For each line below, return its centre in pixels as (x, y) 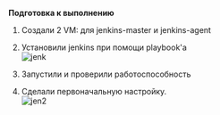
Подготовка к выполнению (61, 13)
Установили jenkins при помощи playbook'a (104, 47)
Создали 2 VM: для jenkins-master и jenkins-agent (116, 30)
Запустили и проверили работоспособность (106, 74)
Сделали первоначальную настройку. (94, 91)
